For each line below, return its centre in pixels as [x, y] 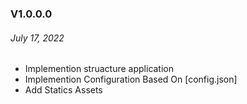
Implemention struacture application [99, 69]
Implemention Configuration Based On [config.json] [131, 79]
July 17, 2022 [37, 38]
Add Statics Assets [63, 90]
